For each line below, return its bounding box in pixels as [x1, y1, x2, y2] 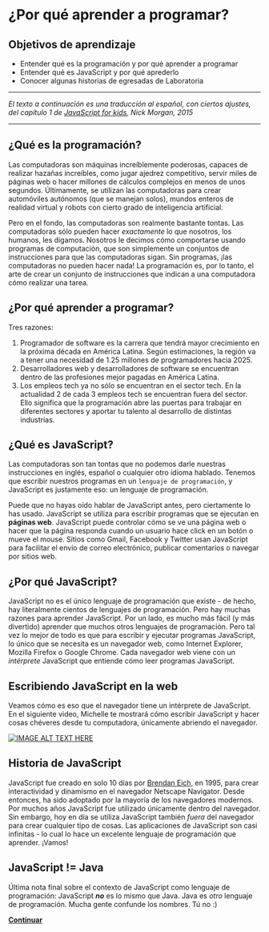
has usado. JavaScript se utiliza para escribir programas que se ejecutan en [8, 509, 259, 519]
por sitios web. [8, 552, 58, 562]
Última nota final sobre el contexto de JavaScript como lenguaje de [8, 882, 231, 892]
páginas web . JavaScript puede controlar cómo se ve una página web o [8, 517, 247, 527]
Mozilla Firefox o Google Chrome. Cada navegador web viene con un [8, 648, 236, 657]
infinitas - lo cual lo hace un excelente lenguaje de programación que [8, 829, 237, 839]
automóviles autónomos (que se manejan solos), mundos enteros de [8, 194, 235, 203]
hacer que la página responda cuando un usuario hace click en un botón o [8, 526, 254, 536]
